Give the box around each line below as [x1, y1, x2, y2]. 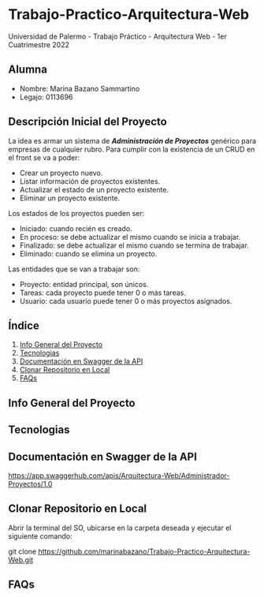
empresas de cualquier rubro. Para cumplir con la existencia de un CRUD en [8, 144, 255, 154]
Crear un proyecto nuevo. [19, 168, 103, 177]
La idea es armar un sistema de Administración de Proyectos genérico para [8, 136, 257, 145]
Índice [8, 319, 39, 332]
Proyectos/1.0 [8, 479, 53, 488]
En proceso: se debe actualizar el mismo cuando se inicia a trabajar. [19, 232, 241, 241]
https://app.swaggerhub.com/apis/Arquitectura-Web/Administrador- [8, 471, 230, 480]
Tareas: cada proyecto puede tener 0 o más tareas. [19, 288, 187, 297]
